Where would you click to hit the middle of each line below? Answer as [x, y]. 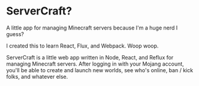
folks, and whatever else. [37, 76]
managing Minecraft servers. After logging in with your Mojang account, [95, 64]
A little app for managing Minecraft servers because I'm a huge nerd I [92, 28]
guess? [15, 34]
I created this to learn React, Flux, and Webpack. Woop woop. [82, 46]
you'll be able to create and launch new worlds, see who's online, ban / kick [100, 70]
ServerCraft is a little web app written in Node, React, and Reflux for [90, 57]
